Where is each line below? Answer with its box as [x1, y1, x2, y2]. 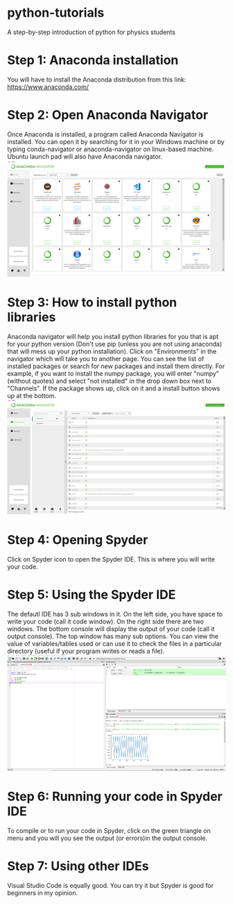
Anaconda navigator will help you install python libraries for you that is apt [7, 332, 219, 340]
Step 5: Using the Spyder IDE [7, 587, 176, 603]
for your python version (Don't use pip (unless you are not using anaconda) [7, 340, 223, 348]
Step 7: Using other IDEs [7, 858, 149, 874]
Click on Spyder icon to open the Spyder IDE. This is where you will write [7, 555, 215, 564]
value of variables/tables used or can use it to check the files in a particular [7, 640, 223, 648]
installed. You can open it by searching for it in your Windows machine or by [7, 137, 225, 145]
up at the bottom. [7, 391, 57, 399]
